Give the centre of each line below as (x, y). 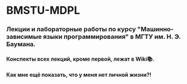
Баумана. (21, 44)
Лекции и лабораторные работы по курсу (71, 29)
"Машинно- (155, 29)
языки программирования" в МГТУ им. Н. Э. (112, 37)
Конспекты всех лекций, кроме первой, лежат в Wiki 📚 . (81, 59)
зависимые (24, 37)
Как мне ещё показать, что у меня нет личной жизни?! (79, 75)
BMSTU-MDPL (43, 10)
